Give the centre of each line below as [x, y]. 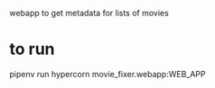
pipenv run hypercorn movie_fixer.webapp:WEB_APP [107, 74]
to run [33, 49]
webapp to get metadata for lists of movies [89, 13]
